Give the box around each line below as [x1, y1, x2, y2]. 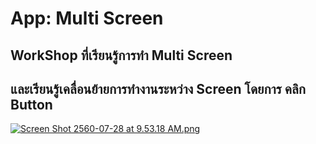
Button [10, 96, 53, 113]
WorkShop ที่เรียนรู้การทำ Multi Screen [10, 47, 233, 64]
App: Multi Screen [10, 7, 164, 30]
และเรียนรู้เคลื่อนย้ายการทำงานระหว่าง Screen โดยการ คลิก [10, 80, 306, 97]
